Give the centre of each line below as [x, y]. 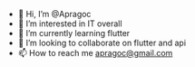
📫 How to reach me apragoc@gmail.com [95, 53]
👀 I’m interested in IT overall [70, 24]
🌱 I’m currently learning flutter [74, 33]
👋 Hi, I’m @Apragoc [54, 14]
